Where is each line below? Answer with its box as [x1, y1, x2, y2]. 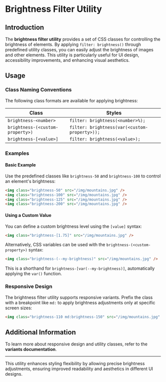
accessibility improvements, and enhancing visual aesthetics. [5, 57, 130, 63]
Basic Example [5, 162, 36, 168]
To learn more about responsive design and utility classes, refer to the [5, 341, 148, 347]
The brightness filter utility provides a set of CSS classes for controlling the [5, 36, 161, 42]
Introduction [5, 23, 44, 32]
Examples [5, 150, 30, 157]
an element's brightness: [5, 178, 56, 184]
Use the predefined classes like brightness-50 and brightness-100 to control [5, 173, 161, 179]
